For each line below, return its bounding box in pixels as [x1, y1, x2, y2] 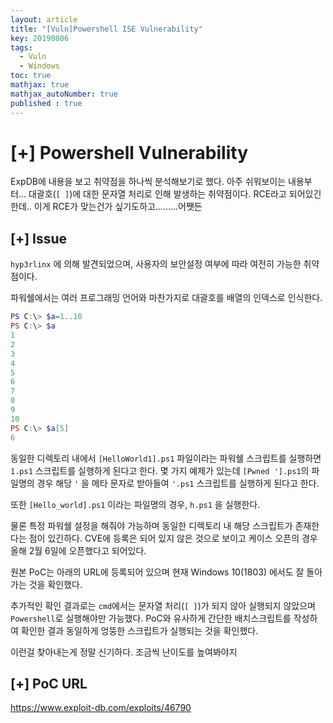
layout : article [10, 14, 78, 25]
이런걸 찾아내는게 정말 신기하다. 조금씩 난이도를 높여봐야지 [10, 646, 238, 658]
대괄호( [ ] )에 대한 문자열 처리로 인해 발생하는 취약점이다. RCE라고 [28, 188, 287, 200]
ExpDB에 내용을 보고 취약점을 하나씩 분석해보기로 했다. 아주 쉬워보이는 [10, 176, 287, 188]
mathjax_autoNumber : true [10, 89, 118, 99]
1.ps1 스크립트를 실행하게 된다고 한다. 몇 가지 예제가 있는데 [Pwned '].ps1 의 [10, 464, 310, 476]
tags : [10, 42, 33, 53]
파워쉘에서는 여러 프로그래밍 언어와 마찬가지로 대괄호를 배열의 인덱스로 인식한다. [10, 292, 323, 304]
